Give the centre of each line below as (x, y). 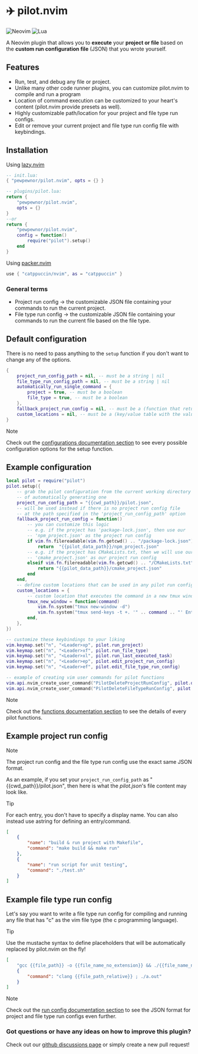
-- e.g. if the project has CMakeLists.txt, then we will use (105, 552)
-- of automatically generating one (62, 497)
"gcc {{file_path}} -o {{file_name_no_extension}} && (84, 965)
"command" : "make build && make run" (73, 848)
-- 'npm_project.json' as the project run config (89, 536)
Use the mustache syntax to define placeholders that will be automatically (96, 943)
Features (23, 68)
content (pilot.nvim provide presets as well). (68, 107)
